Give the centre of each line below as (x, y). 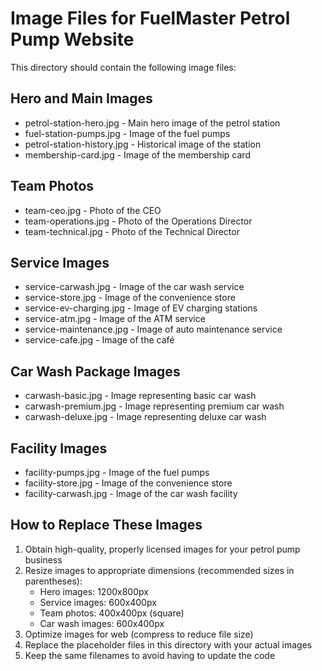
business (43, 559)
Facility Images (59, 448)
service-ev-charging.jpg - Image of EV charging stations (141, 308)
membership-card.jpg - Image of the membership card (137, 154)
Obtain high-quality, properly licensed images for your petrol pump (162, 549)
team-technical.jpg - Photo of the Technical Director (132, 231)
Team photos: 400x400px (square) (112, 613)
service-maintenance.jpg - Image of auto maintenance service (153, 329)
